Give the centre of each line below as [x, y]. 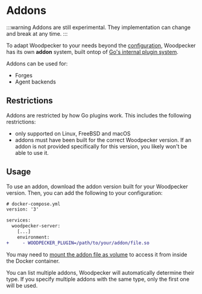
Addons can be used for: [37, 64]
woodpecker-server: [36, 226]
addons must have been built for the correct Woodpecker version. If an [103, 140]
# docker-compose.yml [33, 204]
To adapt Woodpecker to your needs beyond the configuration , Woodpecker [101, 45]
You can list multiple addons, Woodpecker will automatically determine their [100, 272]
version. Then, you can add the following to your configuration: [84, 193]
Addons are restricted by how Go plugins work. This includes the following [99, 115]
